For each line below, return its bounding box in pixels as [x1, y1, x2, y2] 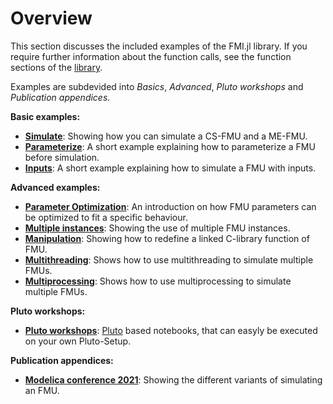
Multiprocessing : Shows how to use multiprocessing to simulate [24, 275, 292, 287]
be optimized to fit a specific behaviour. [24, 211, 188, 223]
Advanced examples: [10, 181, 101, 193]
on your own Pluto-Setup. [24, 335, 132, 347]
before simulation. [24, 151, 100, 163]
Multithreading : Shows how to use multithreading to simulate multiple [24, 253, 314, 266]
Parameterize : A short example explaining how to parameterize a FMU [24, 140, 316, 152]
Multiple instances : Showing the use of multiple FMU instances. [24, 222, 291, 234]
